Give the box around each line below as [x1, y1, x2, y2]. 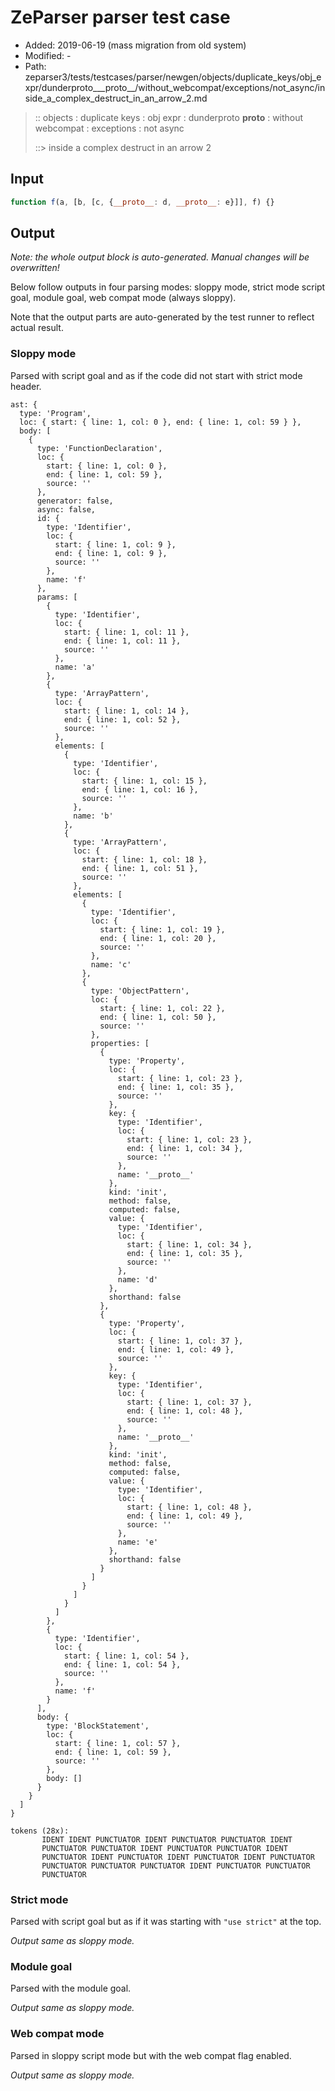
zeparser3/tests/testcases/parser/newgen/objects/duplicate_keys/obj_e [24, 71, 322, 83]
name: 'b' [73, 811, 114, 821]
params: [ [36, 592, 78, 602]
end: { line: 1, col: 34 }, [126, 1143, 244, 1153]
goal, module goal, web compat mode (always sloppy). [10, 292, 237, 304]
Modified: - [24, 49, 72, 61]
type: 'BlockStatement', [46, 1721, 150, 1731]
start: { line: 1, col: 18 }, [81, 854, 208, 865]
